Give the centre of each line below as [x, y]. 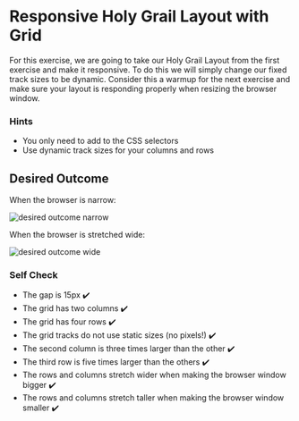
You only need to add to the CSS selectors [100, 141]
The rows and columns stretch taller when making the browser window [153, 398]
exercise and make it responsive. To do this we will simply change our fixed [148, 70]
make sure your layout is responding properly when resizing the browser [143, 88]
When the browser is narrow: [63, 200]
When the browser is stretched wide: [77, 235]
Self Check [34, 274]
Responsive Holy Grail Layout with [139, 17]
